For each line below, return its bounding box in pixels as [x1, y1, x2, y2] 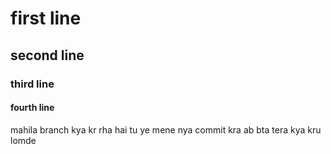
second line [10, 47, 85, 64]
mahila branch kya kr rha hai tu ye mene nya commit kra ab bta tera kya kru [10, 123, 322, 136]
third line [10, 77, 55, 91]
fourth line [10, 102, 55, 114]
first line [10, 7, 82, 30]
